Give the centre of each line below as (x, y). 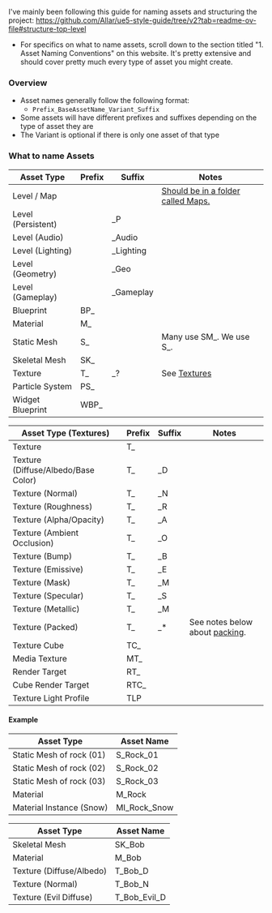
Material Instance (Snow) (60, 808)
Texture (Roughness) (53, 506)
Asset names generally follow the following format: (105, 101)
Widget (26, 399)
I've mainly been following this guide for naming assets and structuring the (133, 12)
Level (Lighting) (42, 251)
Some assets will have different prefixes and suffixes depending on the (138, 118)
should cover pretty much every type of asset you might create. (126, 62)
